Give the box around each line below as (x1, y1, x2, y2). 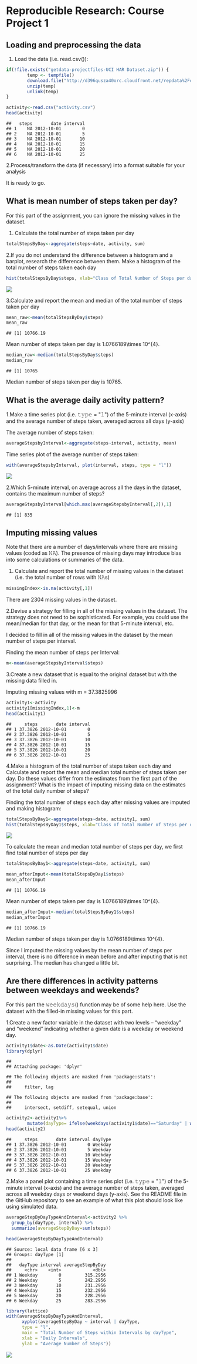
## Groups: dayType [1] (6, 1251, 64, 1257)
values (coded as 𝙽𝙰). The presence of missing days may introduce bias (6, 549, 182, 557)
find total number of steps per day (6, 849, 89, 857)
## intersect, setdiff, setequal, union (6, 1105, 117, 1111)
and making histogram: (6, 805, 62, 812)
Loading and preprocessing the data (6, 40, 141, 50)
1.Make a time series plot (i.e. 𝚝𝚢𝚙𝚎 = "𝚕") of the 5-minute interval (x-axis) (6, 410, 187, 418)
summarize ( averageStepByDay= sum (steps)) (11, 1225, 111, 1231)
